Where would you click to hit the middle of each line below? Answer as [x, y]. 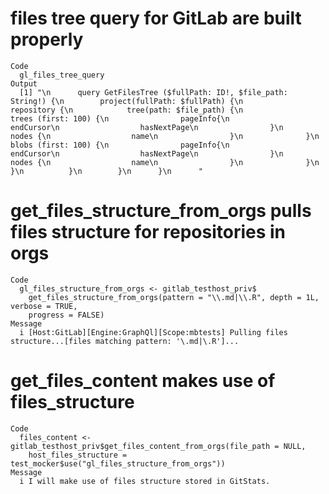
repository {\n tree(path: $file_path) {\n [127, 110]
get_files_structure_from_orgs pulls [161, 211]
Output [24, 83]
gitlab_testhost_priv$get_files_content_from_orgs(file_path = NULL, [158, 446]
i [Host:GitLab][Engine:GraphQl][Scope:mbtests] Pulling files [153, 332]
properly [47, 39]
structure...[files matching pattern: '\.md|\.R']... [125, 341]
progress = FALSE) [66, 315]
